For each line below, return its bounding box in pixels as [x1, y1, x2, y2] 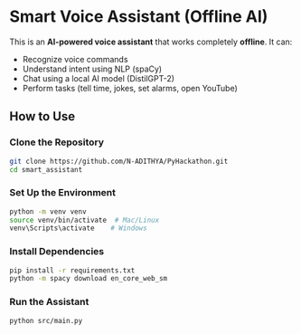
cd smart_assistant [9, 165, 83, 174]
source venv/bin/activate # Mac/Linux [9, 215, 160, 224]
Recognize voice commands [22, 53, 128, 64]
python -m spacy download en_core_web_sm [9, 274, 168, 283]
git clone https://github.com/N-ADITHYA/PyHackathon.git [9, 157, 229, 166]
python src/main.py [9, 316, 83, 325]
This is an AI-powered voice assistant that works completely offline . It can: [9, 36, 293, 47]
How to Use [9, 109, 76, 124]
